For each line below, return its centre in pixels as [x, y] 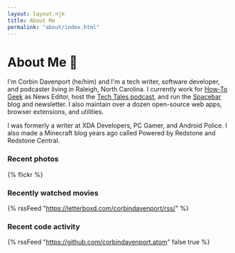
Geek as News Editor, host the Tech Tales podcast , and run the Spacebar [114, 97]
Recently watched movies [53, 193]
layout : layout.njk [36, 14]
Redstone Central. [34, 141]
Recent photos [33, 159]
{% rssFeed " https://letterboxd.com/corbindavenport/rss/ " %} [98, 208]
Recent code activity [44, 226]
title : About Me [31, 21]
